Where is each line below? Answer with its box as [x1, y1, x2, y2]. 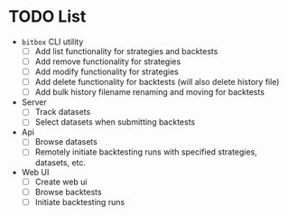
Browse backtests [34, 186, 102, 197]
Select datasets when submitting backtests [34, 117, 196, 127]
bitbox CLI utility [21, 36, 84, 47]
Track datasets [34, 107, 91, 117]
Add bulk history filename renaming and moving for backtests [34, 87, 265, 98]
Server [21, 97, 47, 108]
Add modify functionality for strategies [34, 66, 180, 78]
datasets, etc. [34, 156, 87, 168]
